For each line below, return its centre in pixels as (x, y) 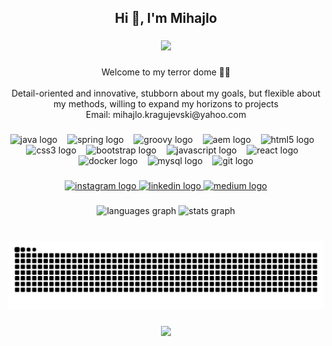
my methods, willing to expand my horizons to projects (166, 104)
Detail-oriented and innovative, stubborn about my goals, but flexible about (166, 93)
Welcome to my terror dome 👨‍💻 (166, 72)
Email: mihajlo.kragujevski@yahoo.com (166, 115)
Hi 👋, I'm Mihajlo (166, 18)
